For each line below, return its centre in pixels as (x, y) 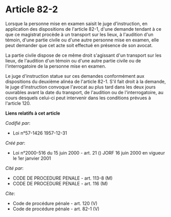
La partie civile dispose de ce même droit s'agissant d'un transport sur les (83, 55)
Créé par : (15, 143)
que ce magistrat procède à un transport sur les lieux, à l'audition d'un (79, 34)
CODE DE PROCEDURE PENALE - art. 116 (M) (60, 183)
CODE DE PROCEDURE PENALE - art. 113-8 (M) (62, 178)
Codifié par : (18, 123)
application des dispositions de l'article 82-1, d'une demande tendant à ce (83, 29)
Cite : (10, 193)
